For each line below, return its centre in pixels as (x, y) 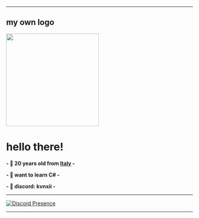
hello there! (35, 147)
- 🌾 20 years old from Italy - (41, 163)
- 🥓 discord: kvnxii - (31, 186)
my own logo (30, 22)
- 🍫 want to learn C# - (33, 175)
